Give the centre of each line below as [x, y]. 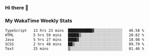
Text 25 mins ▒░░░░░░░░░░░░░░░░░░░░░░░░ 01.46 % [75, 49]
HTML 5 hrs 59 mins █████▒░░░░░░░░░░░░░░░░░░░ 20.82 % [75, 35]
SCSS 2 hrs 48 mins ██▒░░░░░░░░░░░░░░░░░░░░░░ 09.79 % [75, 44]
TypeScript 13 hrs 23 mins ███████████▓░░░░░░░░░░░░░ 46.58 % [75, 31]
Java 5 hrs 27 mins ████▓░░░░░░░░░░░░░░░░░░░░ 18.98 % [75, 40]
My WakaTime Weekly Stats [39, 20]
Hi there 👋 [17, 8]
